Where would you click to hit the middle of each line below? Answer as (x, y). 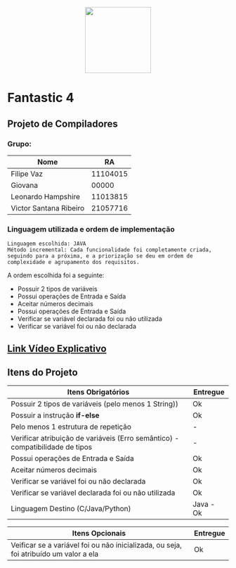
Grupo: (19, 144)
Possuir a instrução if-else (55, 415)
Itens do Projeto (43, 372)
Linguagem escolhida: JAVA (47, 244)
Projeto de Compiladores (63, 124)
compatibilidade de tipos (52, 447)
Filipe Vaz (27, 174)
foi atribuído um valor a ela (55, 554)
